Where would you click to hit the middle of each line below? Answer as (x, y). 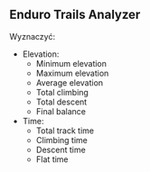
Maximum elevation (72, 73)
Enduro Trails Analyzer (75, 15)
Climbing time (62, 140)
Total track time (65, 131)
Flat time (52, 159)
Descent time (61, 149)
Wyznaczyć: (33, 36)
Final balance (61, 111)
